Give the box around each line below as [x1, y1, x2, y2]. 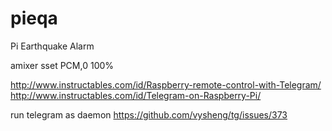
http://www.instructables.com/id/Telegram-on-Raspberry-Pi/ [10, 89, 262, 101]
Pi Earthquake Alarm [10, 40, 95, 52]
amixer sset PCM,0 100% [10, 59, 115, 71]
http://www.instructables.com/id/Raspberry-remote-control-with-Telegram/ [10, 78, 322, 91]
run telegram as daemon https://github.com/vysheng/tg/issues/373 [10, 108, 288, 121]
